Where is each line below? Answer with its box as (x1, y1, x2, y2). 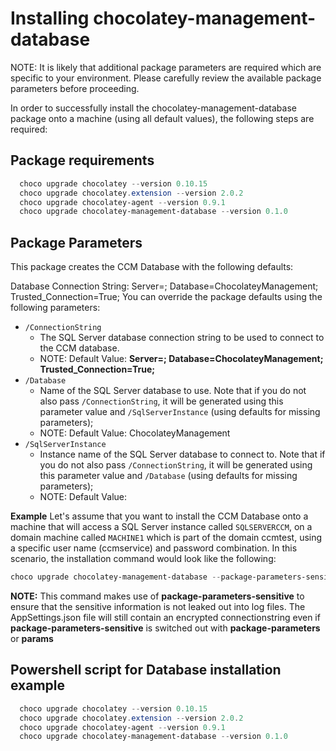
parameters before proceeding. (10, 82, 140, 94)
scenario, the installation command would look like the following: (10, 553, 277, 565)
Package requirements (10, 152, 155, 169)
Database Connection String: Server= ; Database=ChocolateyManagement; (10, 280, 319, 292)
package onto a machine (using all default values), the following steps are (10, 112, 315, 124)
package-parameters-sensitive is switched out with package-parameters (10, 622, 321, 634)
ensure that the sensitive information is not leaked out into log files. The (10, 600, 306, 612)
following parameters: (10, 302, 101, 314)
